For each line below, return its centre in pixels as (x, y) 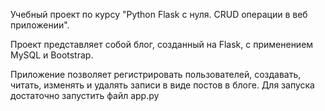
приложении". (40, 25)
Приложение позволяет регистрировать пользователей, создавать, (156, 74)
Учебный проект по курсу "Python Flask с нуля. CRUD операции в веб (159, 14)
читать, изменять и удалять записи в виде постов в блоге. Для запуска (162, 85)
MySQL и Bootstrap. (52, 55)
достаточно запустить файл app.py (85, 95)
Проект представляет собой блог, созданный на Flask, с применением (162, 44)
